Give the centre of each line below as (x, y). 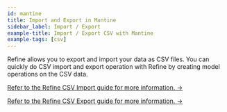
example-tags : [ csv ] (37, 40)
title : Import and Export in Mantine (62, 20)
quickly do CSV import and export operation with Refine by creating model (113, 67)
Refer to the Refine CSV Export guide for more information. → (95, 101)
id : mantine (24, 14)
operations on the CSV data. (48, 74)
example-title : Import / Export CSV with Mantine (81, 33)
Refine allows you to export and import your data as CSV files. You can (108, 59)
